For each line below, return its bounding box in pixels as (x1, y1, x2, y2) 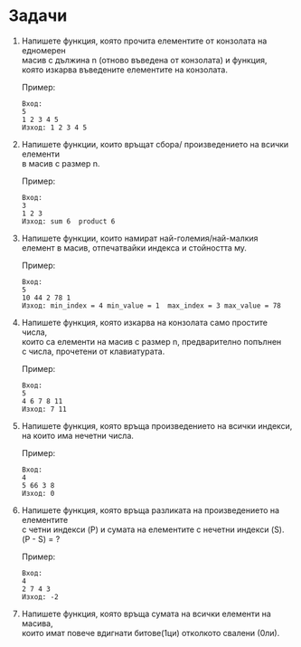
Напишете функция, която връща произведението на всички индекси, (21, 420, 293, 431)
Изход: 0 (21, 489, 55, 498)
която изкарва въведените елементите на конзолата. (21, 64, 228, 75)
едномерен (21, 44, 67, 55)
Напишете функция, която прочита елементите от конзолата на (21, 35, 268, 46)
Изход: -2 (21, 592, 60, 602)
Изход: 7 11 (21, 404, 67, 414)
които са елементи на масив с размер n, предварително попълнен (21, 336, 282, 347)
